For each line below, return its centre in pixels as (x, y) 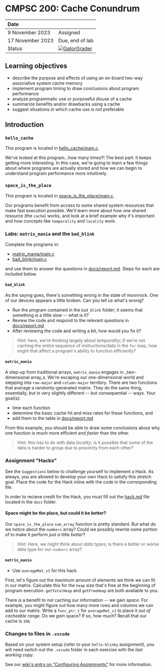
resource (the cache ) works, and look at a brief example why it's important (80, 216)
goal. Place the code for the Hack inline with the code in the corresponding (81, 482)
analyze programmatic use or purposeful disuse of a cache (72, 98)
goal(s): (13, 398)
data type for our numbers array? (49, 549)
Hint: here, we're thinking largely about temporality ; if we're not (81, 341)
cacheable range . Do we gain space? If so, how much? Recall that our (76, 616)
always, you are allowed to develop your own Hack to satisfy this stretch (78, 477)
